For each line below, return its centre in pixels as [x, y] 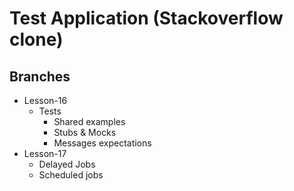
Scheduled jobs [71, 175]
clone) [36, 39]
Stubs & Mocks [85, 132]
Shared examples [89, 121]
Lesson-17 [45, 153]
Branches [40, 76]
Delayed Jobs [67, 164]
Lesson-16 [45, 100]
